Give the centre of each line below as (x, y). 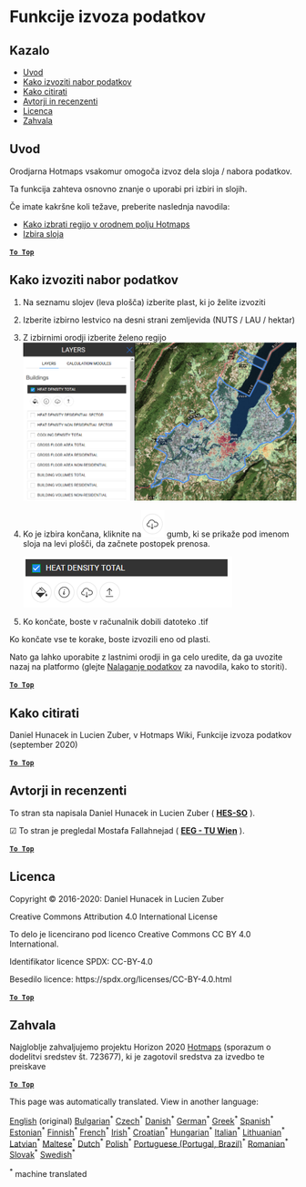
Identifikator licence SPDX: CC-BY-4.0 (81, 961)
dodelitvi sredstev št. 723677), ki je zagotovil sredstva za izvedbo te (137, 1057)
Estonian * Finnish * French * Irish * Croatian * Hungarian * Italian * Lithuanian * (147, 1131)
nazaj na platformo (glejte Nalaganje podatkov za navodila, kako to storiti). (148, 667)
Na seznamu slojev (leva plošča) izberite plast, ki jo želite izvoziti (144, 302)
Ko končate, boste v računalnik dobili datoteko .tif (115, 622)
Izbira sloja (43, 233)
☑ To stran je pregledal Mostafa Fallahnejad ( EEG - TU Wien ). (127, 830)
